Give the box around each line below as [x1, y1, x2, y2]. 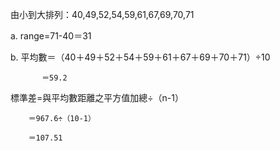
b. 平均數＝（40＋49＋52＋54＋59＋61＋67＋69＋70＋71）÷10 [10, 51, 271, 63]
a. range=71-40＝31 [10, 30, 92, 42]
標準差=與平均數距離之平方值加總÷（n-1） [10, 92, 184, 103]
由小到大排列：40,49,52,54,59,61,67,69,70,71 [10, 9, 195, 20]
